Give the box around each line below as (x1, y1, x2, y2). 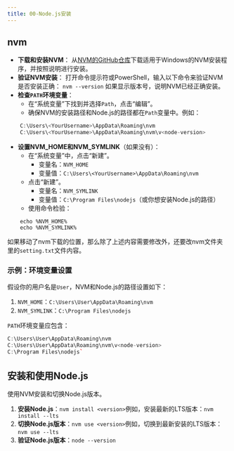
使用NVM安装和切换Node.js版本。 (7, 389, 106, 398)
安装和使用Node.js (7, 370, 89, 381)
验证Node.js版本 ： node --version (17, 436, 116, 444)
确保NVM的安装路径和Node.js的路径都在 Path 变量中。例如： (27, 108, 201, 117)
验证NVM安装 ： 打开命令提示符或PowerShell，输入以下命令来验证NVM (17, 73, 223, 81)
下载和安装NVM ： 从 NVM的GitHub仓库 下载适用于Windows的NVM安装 (17, 55, 221, 64)
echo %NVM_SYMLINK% (20, 224, 77, 232)
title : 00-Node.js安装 (7, 10, 72, 18)
